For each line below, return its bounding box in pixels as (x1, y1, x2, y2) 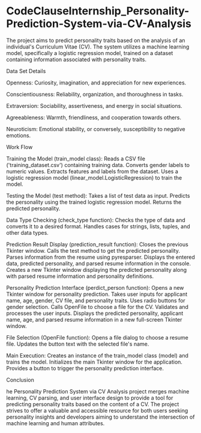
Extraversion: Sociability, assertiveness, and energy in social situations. (6, 102, 183, 109)
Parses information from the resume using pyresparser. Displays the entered (6, 253, 195, 261)
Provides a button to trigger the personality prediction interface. (6, 364, 164, 372)
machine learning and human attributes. (6, 419, 105, 426)
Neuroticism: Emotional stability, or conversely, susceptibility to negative (6, 125, 185, 132)
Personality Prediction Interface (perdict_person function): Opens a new (6, 284, 184, 291)
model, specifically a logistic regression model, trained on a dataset (6, 49, 173, 56)
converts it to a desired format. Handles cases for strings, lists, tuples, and (6, 223, 190, 230)
